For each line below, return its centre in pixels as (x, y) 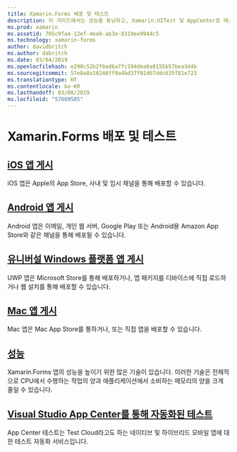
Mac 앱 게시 (32, 311)
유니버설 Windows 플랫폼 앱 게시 (76, 259)
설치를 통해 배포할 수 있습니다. (69, 286)
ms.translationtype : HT (42, 80)
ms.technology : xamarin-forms (52, 40)
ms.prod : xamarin (33, 27)
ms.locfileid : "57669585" (45, 100)
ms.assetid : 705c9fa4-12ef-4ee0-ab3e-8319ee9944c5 (83, 34)
